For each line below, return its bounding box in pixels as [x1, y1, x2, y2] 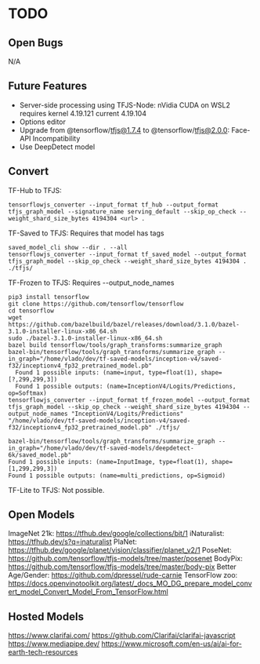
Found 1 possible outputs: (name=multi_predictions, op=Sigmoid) [8, 472, 226, 480]
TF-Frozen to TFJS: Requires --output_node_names [8, 278, 175, 287]
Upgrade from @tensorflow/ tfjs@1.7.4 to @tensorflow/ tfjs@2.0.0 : [19, 125, 229, 134]
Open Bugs [8, 36, 63, 49]
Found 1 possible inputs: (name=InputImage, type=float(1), [8, 458, 209, 465]
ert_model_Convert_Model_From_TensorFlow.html [8, 587, 168, 597]
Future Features [8, 79, 88, 93]
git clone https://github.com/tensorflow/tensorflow [8, 300, 184, 308]
